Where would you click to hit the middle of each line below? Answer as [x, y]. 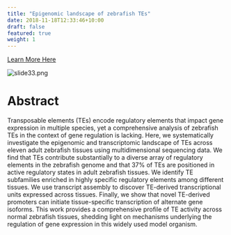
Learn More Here [32, 59]
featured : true [29, 33]
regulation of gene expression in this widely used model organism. [102, 225]
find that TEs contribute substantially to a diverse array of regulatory [105, 158]
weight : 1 [22, 40]
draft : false [26, 26]
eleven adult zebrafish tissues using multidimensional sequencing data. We [115, 150]
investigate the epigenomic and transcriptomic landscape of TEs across [110, 143]
